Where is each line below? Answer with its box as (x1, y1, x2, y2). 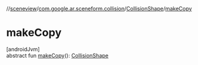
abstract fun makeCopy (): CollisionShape (6, 52, 109, 59)
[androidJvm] (6, 45, 40, 52)
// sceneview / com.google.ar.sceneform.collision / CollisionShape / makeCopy (6, 5, 192, 12)
